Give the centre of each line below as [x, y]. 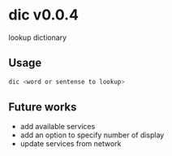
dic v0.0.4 [44, 15]
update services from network [71, 144]
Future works [43, 107]
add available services [58, 127]
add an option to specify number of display [92, 135]
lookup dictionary [38, 37]
